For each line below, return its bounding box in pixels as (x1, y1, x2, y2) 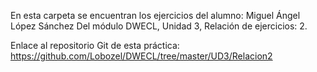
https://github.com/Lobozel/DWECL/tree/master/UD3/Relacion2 (10, 50, 273, 62)
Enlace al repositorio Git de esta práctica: (10, 40, 180, 51)
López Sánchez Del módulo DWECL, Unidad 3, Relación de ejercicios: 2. (10, 20, 308, 32)
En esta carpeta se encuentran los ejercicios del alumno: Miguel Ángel (10, 10, 301, 21)
